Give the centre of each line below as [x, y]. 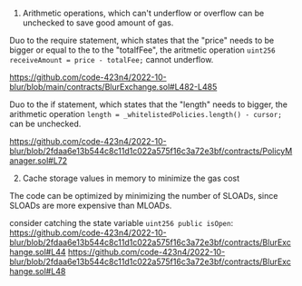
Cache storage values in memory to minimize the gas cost [131, 178]
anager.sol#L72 [39, 161]
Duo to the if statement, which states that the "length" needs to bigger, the [149, 104]
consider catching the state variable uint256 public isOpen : [122, 223]
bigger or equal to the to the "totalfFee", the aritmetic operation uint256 [142, 50]
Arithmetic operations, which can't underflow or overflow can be [143, 13]
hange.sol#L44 [38, 252]
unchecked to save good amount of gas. [98, 23]
